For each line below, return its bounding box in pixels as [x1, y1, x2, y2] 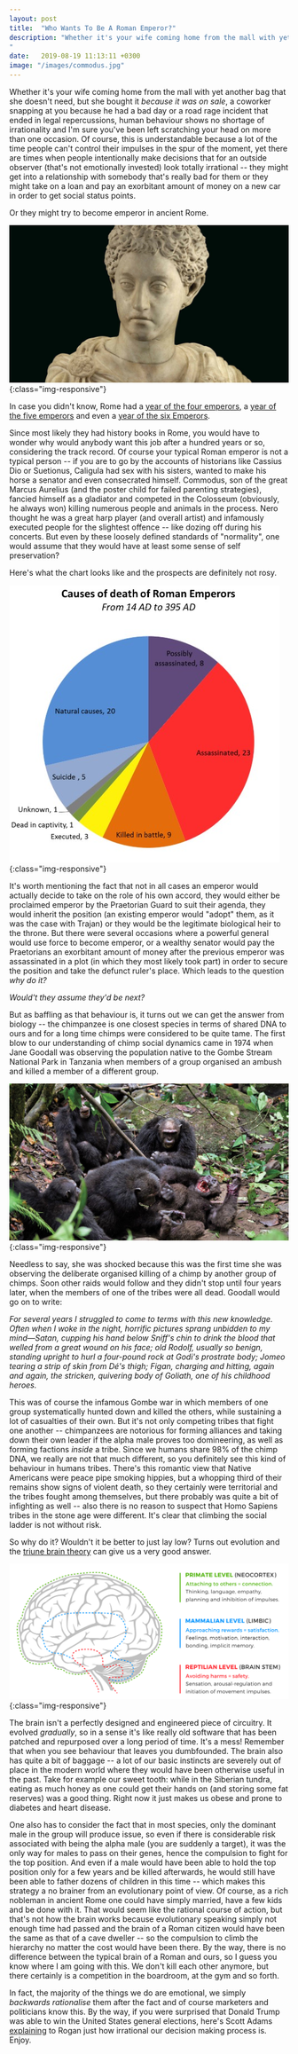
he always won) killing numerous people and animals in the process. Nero [9, 502, 278, 514]
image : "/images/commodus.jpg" [9, 61, 125, 70]
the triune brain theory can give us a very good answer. [9, 1546, 212, 1556]
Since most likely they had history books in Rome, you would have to [9, 427, 260, 438]
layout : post [9, 14, 58, 23]
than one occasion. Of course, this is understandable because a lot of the [9, 134, 278, 144]
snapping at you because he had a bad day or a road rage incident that [9, 106, 269, 115]
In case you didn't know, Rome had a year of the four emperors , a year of [9, 400, 277, 412]
